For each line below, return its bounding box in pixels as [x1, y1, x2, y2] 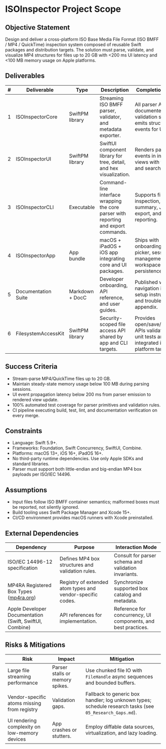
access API [99, 327, 126, 334]
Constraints [5, 427, 42, 435]
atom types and [59, 585, 96, 592]
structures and [59, 561, 94, 568]
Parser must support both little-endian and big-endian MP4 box [12, 466, 142, 472]
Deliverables [5, 72, 45, 80]
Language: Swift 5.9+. [12, 440, 58, 446]
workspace [134, 261, 161, 268]
